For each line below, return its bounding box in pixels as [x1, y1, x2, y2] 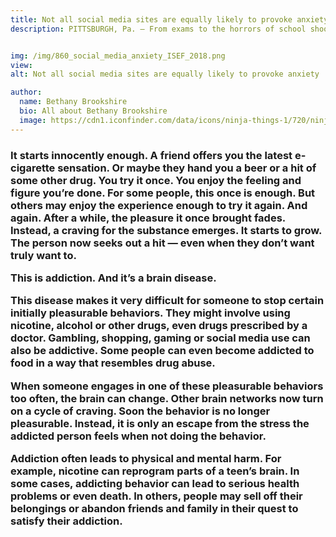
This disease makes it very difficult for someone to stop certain [10, 294, 325, 308]
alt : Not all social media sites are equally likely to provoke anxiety [10, 69, 320, 80]
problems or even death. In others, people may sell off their [10, 489, 303, 503]
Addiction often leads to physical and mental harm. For [10, 452, 282, 466]
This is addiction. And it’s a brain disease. [10, 271, 217, 285]
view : [10, 60, 33, 70]
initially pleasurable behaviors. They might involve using [10, 306, 291, 320]
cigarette [10, 161, 56, 175]
